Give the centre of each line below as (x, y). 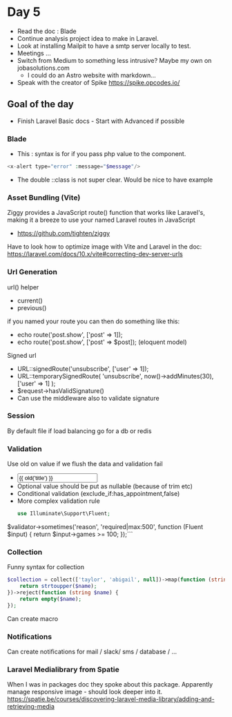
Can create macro (33, 618)
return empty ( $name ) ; (50, 599)
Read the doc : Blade (47, 31)
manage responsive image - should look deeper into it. (85, 692)
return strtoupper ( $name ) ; (58, 586)
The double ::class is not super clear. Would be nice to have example (115, 180)
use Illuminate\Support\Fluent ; (64, 514)
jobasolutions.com (43, 68)
